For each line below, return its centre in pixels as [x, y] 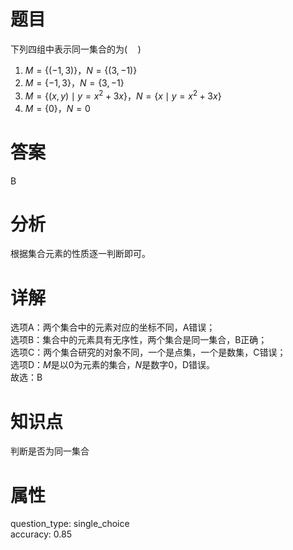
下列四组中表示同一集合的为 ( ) [76, 49]
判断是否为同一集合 [50, 451]
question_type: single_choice [70, 524]
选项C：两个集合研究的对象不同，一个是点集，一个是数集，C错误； [148, 352]
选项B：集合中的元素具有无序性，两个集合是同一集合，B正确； [139, 340]
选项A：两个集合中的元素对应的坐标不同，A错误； [113, 327]
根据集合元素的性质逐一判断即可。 [80, 254]
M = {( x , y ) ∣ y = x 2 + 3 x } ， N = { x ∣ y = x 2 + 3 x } [123, 95]
